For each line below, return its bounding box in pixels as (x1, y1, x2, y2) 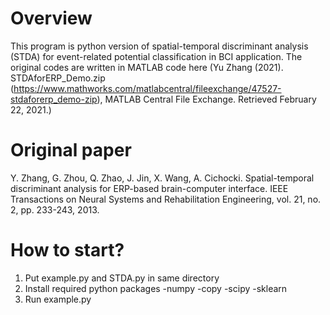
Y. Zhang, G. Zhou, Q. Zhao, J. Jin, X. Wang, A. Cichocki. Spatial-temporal (10, 172, 315, 184)
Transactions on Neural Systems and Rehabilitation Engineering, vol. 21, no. (10, 193, 322, 205)
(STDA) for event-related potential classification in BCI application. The (10, 50, 303, 62)
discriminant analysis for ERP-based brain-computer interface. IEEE (10, 182, 289, 194)
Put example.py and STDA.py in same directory (24, 272, 220, 284)
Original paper (10, 139, 132, 162)
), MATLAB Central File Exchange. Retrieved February (96, 93, 317, 105)
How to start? (10, 239, 125, 262)
